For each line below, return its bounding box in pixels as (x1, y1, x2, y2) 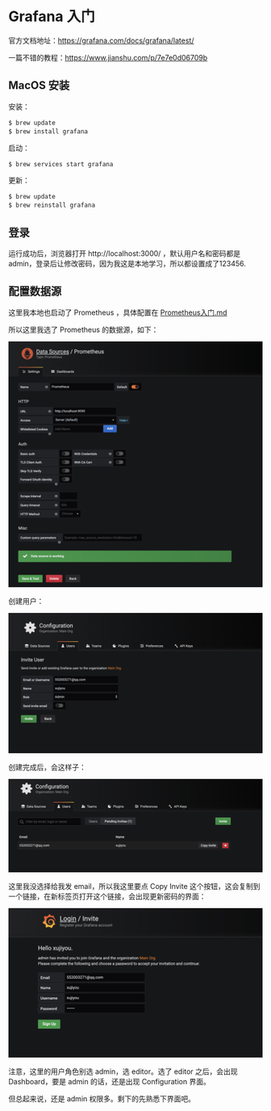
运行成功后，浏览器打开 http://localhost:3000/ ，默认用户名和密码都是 (8, 248, 241, 258)
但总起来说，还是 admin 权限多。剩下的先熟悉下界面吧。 (8, 1093, 196, 1103)
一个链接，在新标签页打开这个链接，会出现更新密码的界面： (8, 891, 206, 901)
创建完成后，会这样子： (8, 762, 86, 772)
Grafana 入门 (8, 7, 95, 26)
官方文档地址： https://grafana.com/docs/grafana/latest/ (8, 36, 194, 45)
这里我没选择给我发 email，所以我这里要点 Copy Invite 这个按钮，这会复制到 (8, 882, 261, 891)
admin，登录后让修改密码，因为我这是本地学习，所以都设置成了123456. (8, 258, 246, 268)
